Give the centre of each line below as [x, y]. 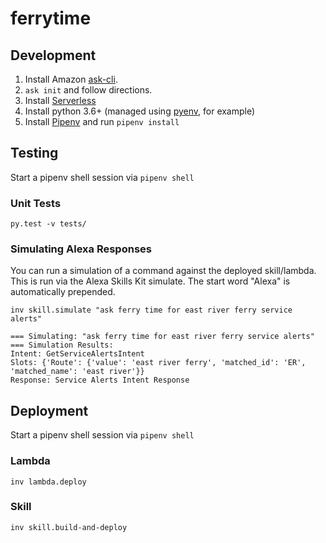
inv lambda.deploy [48, 482]
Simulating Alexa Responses [81, 249]
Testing [34, 153]
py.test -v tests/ [48, 224]
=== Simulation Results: [62, 345]
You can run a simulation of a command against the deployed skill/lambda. [163, 271]
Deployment [49, 410]
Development [53, 55]
